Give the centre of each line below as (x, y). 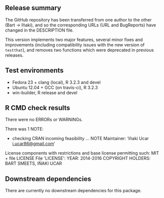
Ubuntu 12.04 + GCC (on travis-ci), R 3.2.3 (55, 87)
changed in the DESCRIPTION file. (39, 30)
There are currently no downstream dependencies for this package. (73, 191)
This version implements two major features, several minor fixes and (74, 40)
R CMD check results (38, 108)
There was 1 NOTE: (24, 129)
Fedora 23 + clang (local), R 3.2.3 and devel (56, 82)
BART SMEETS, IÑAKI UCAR (34, 163)
